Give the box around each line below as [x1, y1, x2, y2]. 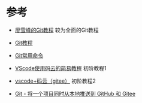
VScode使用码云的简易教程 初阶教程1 [14, 64, 107, 72]
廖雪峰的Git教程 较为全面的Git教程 [14, 26, 99, 34]
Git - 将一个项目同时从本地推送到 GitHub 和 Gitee [14, 90, 136, 97]
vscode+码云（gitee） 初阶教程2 [14, 77, 96, 84]
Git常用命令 [14, 51, 44, 59]
